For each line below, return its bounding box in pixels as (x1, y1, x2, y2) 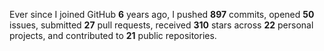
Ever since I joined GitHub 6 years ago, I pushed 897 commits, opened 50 (9, 9, 315, 20)
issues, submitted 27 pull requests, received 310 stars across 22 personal (9, 19, 314, 31)
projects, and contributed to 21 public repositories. (9, 30, 217, 41)
